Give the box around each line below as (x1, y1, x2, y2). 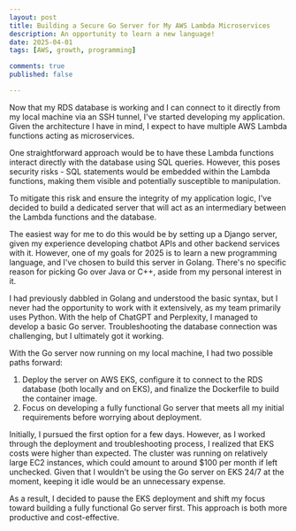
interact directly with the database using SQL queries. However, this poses (9, 157, 281, 167)
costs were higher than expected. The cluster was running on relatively (9, 448, 268, 458)
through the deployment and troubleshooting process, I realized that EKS (9, 438, 275, 449)
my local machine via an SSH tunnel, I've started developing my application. (9, 112, 285, 122)
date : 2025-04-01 (9, 37, 73, 47)
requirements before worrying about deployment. (21, 412, 202, 422)
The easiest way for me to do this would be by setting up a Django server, (9, 228, 278, 239)
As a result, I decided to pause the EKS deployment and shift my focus (9, 493, 266, 504)
